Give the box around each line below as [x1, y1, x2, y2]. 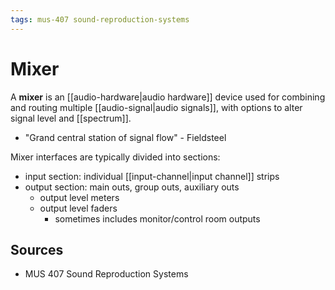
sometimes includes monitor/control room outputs [54, 212, 261, 225]
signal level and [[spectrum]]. [10, 112, 132, 124]
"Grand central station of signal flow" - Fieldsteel [24, 131, 227, 143]
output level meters [39, 191, 120, 203]
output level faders [39, 202, 118, 214]
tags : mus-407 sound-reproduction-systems [10, 14, 190, 25]
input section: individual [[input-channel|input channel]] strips [24, 170, 280, 182]
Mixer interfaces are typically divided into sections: [10, 151, 221, 163]
